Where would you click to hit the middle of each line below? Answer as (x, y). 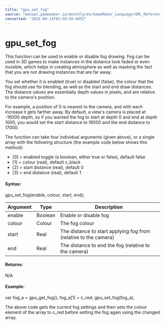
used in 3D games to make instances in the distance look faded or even (77, 62)
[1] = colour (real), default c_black (46, 162)
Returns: (14, 265)
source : (13, 14)
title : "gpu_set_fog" (27, 10)
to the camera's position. (30, 97)
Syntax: (13, 184)
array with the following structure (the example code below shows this (76, 142)
